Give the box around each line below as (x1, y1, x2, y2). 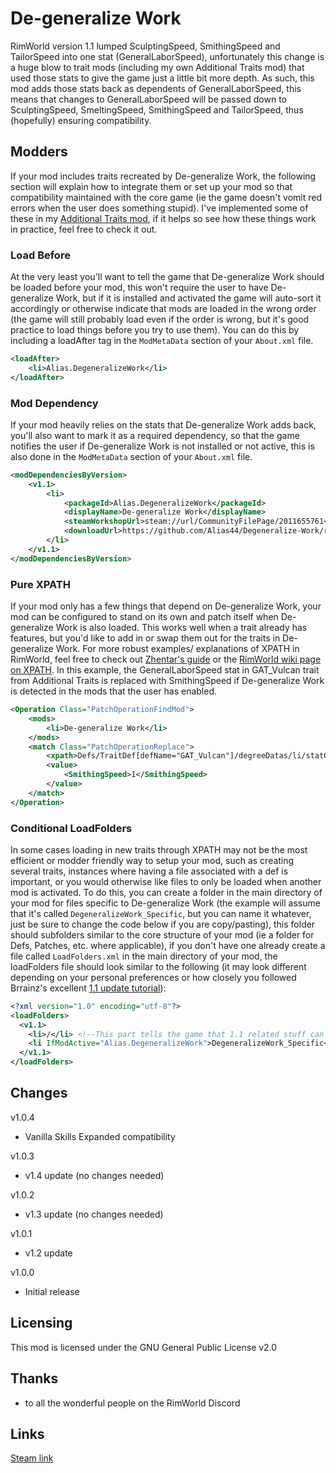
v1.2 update (24, 1247, 73, 1259)
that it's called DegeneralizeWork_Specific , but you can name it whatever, (10, 907, 312, 919)
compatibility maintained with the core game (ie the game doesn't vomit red (10, 191, 322, 203)
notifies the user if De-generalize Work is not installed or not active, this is (10, 440, 315, 452)
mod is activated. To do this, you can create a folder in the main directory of (10, 886, 323, 898)
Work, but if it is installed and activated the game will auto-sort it (55, 292, 322, 304)
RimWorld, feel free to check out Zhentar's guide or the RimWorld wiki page (10, 653, 322, 666)
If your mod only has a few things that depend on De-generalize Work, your (10, 600, 322, 612)
